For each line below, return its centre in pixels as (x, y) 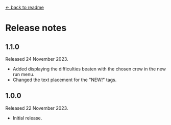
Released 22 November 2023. (37, 108)
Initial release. (27, 118)
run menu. (23, 74)
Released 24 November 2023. (37, 59)
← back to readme (25, 7)
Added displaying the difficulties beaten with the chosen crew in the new (89, 69)
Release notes (36, 28)
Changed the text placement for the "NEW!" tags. (65, 80)
